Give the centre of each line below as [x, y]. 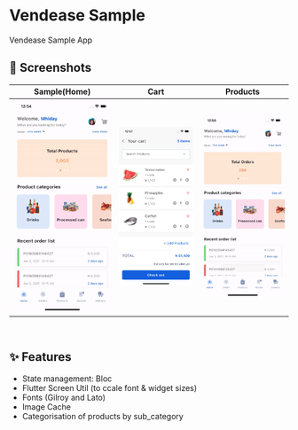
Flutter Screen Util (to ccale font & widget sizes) [110, 387]
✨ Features [40, 357]
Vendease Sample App [51, 40]
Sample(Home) [63, 92]
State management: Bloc [67, 379]
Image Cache [46, 407]
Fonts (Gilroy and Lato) [64, 397]
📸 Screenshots [51, 68]
